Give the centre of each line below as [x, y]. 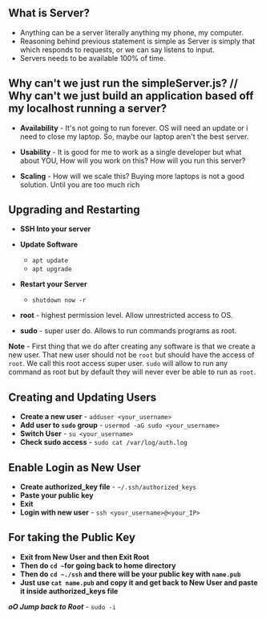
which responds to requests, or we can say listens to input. [117, 49]
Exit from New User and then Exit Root [85, 556]
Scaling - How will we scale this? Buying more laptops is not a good [132, 176]
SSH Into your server [55, 229]
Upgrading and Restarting [74, 210]
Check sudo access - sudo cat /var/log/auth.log [104, 442]
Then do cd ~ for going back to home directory [98, 565]
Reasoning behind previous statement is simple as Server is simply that [137, 41]
